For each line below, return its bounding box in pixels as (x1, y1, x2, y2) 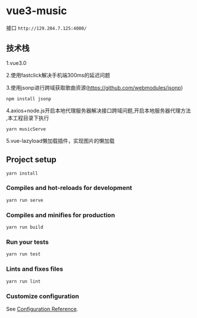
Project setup (6, 155, 57, 165)
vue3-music (6, 4, 67, 18)
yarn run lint (6, 278, 41, 284)
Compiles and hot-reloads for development (6, 184, 133, 192)
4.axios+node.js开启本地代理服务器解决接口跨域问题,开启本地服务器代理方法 (6, 107, 191, 114)
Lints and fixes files (6, 265, 64, 273)
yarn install (6, 170, 38, 176)
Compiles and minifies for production (6, 211, 115, 219)
